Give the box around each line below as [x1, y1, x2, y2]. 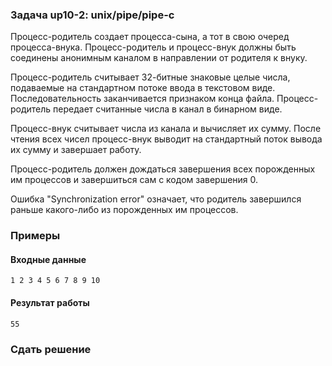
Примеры [10, 229, 61, 243]
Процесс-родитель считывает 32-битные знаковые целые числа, [10, 71, 291, 83]
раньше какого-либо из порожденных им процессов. [10, 204, 239, 216]
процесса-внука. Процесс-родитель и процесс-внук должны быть [10, 41, 297, 53]
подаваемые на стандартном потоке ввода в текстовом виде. [10, 82, 276, 94]
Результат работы [10, 297, 90, 309]
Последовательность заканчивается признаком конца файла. [10, 93, 275, 105]
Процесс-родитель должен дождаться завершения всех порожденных [10, 163, 316, 175]
